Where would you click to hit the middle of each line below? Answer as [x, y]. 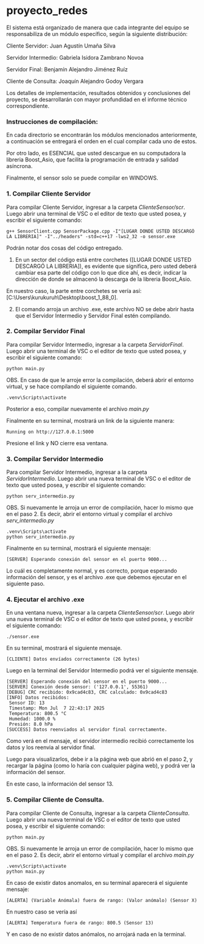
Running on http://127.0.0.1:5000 [50, 432]
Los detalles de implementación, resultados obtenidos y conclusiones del [98, 93]
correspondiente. [28, 106]
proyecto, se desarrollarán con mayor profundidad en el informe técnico [97, 99]
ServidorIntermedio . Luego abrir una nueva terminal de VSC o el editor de [99, 479]
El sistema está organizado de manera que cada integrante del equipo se [98, 27]
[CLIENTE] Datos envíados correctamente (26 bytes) [73, 659]
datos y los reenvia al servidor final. [51, 747]
